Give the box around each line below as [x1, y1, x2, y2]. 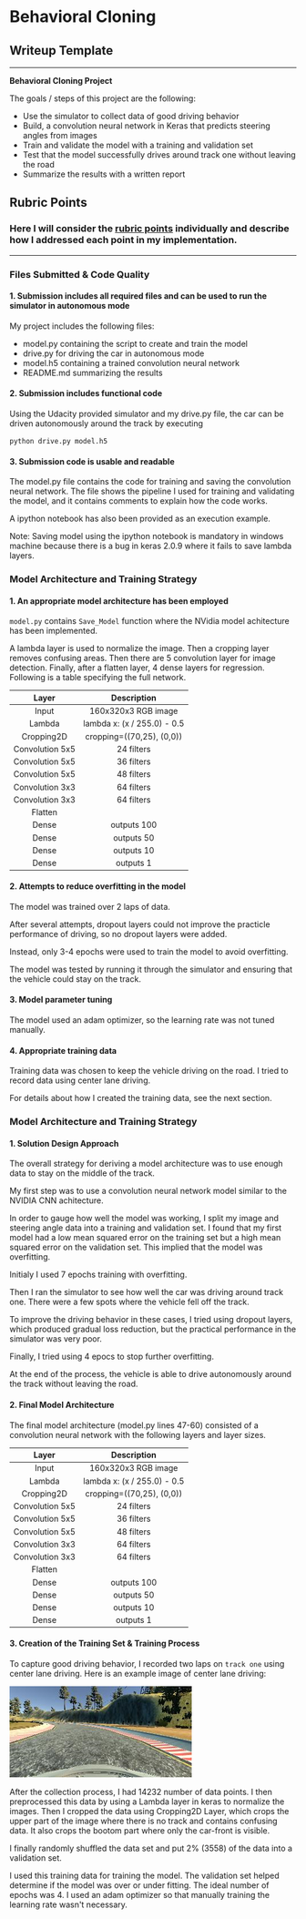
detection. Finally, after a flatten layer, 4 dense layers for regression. [9, 662, 266, 673]
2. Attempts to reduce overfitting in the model [9, 881, 187, 892]
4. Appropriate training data [9, 1045, 117, 1056]
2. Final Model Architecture [9, 1399, 115, 1410]
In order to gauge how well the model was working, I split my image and [9, 1213, 280, 1224]
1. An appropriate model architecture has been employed [9, 595, 229, 607]
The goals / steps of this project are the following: [9, 93, 196, 104]
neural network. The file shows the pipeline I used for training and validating [9, 485, 295, 497]
